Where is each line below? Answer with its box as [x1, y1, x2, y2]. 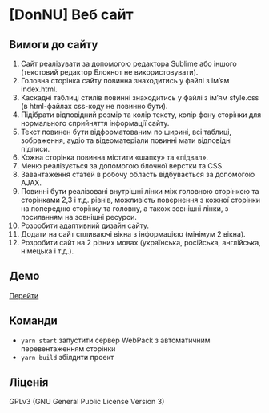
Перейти [9, 290, 39, 300]
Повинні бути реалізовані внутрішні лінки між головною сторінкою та [20, 187, 259, 196]
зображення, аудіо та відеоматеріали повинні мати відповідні [20, 136, 232, 145]
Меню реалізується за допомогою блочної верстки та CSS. [20, 161, 225, 170]
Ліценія [9, 375, 49, 390]
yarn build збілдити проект [20, 352, 114, 362]
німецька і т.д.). [20, 246, 74, 256]
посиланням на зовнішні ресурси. [20, 213, 137, 221]
